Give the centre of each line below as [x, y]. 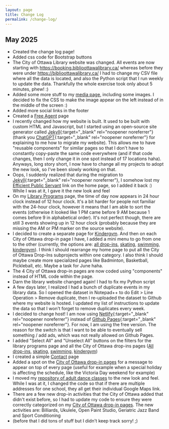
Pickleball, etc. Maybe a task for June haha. [58, 266]
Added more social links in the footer [51, 111]
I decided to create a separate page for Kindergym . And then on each [84, 234]
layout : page [19, 10]
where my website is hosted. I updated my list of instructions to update [86, 303]
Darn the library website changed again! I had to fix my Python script [84, 282]
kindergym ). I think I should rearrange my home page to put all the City [86, 250]
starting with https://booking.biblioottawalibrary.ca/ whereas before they [88, 68]
